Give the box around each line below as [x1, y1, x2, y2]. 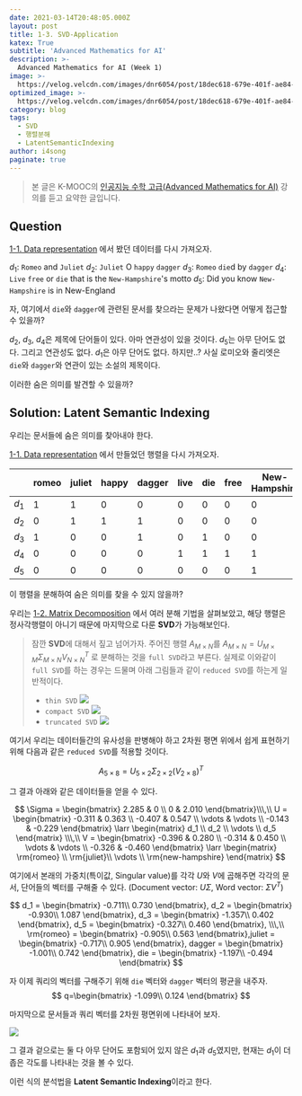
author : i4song [9, 146, 67, 155]
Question [9, 218, 62, 234]
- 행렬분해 [17, 130, 51, 139]
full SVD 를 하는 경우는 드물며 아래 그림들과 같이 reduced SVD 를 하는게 [31, 664, 279, 675]
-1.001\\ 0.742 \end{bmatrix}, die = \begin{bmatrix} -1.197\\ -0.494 [28, 947, 274, 958]
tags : [9, 113, 30, 122]
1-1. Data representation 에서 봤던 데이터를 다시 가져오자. [9, 243, 213, 254]
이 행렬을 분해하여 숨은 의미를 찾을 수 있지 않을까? [9, 589, 184, 600]
